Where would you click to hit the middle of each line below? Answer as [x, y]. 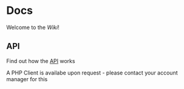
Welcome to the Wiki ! [33, 27]
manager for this [27, 79]
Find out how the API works [41, 61]
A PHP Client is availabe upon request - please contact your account [92, 73]
